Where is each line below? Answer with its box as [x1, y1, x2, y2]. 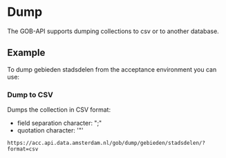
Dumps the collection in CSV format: [7, 106, 111, 114]
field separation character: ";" [17, 119, 102, 128]
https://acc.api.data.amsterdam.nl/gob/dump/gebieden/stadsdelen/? [7, 139, 206, 147]
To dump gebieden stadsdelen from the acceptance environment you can [7, 65, 217, 73]
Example [7, 47, 46, 59]
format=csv [7, 146, 39, 152]
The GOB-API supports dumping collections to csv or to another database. [7, 27, 219, 35]
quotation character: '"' [17, 126, 84, 135]
